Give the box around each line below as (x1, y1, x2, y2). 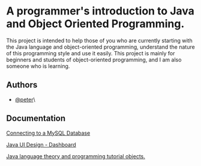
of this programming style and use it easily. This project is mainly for (6, 49, 175, 57)
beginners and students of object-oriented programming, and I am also (6, 56, 182, 63)
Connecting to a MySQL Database (6, 129, 91, 137)
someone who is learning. (6, 62, 70, 70)
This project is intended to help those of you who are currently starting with (6, 37, 193, 44)
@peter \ (14, 96, 35, 103)
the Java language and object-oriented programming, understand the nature (6, 43, 195, 51)
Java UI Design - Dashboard (6, 141, 76, 148)
